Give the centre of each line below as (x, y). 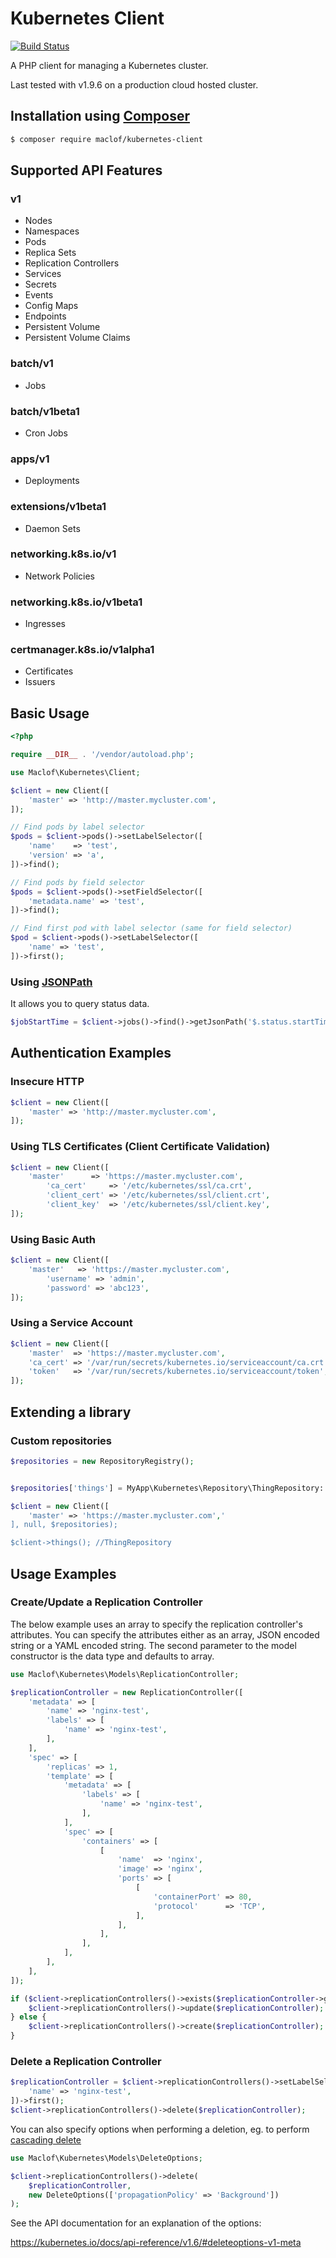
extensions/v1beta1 (58, 507)
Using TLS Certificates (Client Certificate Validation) (140, 1147)
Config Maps (51, 306)
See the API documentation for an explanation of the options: (136, 2223)
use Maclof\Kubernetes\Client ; (75, 772)
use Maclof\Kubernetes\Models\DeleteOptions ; (106, 2158)
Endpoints (45, 316)
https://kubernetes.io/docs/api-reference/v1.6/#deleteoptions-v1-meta (156, 2243)
